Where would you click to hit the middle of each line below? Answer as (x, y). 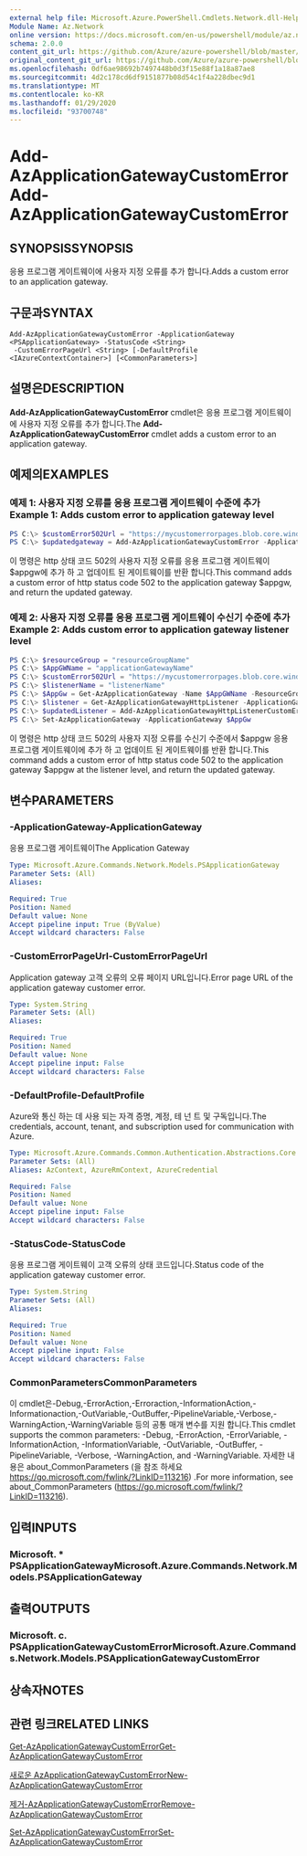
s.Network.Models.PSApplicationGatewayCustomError (135, 1659)
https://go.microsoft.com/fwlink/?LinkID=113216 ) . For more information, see (152, 1477)
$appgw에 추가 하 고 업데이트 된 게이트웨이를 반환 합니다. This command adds (151, 573)
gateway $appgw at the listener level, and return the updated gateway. (143, 769)
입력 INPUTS (43, 1528)
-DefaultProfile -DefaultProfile (77, 1095)
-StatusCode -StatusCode (68, 1243)
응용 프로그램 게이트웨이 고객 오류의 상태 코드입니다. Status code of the (137, 1265)
